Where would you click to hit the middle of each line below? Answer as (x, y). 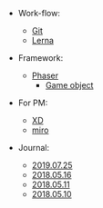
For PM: (33, 103)
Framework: (41, 58)
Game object (69, 85)
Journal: (34, 148)
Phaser (45, 75)
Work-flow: (39, 13)
